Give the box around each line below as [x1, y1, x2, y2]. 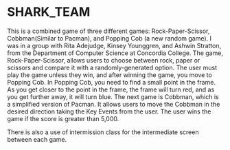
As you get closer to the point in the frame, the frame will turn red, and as [7, 85, 215, 94]
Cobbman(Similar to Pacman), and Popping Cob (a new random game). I [7, 34, 211, 42]
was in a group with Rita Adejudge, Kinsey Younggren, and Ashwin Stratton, [7, 41, 222, 50]
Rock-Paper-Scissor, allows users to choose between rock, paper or [7, 56, 200, 64]
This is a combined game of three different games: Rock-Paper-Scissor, [7, 27, 210, 35]
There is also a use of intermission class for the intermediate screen [7, 128, 199, 136]
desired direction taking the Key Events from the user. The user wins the [7, 107, 211, 116]
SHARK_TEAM [7, 4, 91, 20]
